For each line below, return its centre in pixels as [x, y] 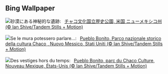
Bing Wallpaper [30, 8]
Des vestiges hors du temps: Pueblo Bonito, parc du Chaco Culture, [82, 60]
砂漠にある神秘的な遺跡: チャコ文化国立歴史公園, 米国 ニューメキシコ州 [86, 21]
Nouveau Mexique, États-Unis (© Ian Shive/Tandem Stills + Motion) [76, 66]
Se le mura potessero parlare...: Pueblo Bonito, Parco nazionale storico [86, 38]
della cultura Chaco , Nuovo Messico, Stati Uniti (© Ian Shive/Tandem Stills [84, 44]
